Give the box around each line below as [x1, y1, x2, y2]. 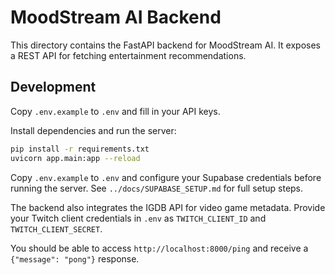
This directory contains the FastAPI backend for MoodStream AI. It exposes [10, 39, 321, 51]
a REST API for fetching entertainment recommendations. [10, 49, 247, 61]
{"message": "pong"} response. [10, 252, 140, 265]
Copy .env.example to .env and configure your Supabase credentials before [10, 171, 322, 183]
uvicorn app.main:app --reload [10, 153, 141, 163]
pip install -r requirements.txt [10, 144, 150, 154]
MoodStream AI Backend [10, 6, 222, 29]
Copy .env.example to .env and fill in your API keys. [10, 105, 221, 117]
